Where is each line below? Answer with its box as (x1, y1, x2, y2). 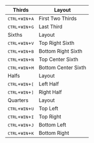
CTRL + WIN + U (7, 105, 34, 112)
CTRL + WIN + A (7, 15, 34, 22)
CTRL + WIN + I (7, 113, 34, 120)
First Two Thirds (38, 15, 77, 22)
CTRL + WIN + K (7, 129, 34, 136)
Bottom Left (38, 121, 66, 128)
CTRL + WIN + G (7, 23, 34, 30)
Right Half (38, 89, 62, 95)
